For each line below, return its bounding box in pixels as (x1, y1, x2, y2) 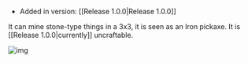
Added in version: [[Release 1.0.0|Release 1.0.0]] (19, 7, 177, 16)
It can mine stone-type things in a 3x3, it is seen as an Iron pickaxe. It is (8, 22, 241, 31)
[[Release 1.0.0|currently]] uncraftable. (8, 31, 134, 39)
